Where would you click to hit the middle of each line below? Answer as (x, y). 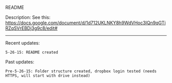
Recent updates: (23, 43)
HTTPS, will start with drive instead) (48, 76)
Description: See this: (28, 17)
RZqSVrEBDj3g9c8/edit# (31, 28)
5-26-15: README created (32, 52)
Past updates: (20, 62)
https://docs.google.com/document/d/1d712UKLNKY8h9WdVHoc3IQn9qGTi (85, 23)
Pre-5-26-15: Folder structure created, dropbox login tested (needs (81, 71)
